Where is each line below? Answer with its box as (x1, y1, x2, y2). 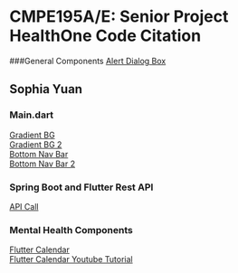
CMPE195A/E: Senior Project (9, 6, 229, 27)
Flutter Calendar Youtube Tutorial (9, 254, 133, 265)
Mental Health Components (9, 223, 133, 236)
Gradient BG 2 (9, 138, 62, 150)
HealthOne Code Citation (9, 25, 202, 46)
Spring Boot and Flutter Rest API (9, 181, 154, 193)
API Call (9, 201, 39, 212)
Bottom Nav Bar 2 (9, 158, 75, 169)
